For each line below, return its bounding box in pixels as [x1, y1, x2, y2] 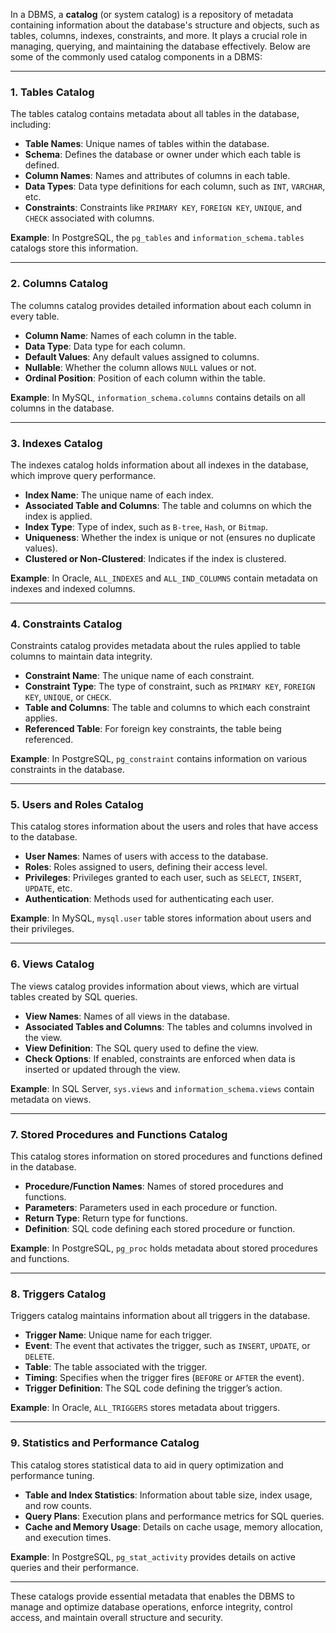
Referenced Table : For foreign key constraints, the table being [24, 723, 282, 735]
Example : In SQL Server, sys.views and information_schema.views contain [10, 1082, 315, 1094]
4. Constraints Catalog [10, 617, 123, 631]
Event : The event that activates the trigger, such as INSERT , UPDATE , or [24, 1340, 311, 1352]
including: [10, 119, 52, 131]
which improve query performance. [10, 469, 157, 481]
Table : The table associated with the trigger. [24, 1361, 208, 1373]
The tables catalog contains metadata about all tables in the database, [10, 108, 300, 120]
